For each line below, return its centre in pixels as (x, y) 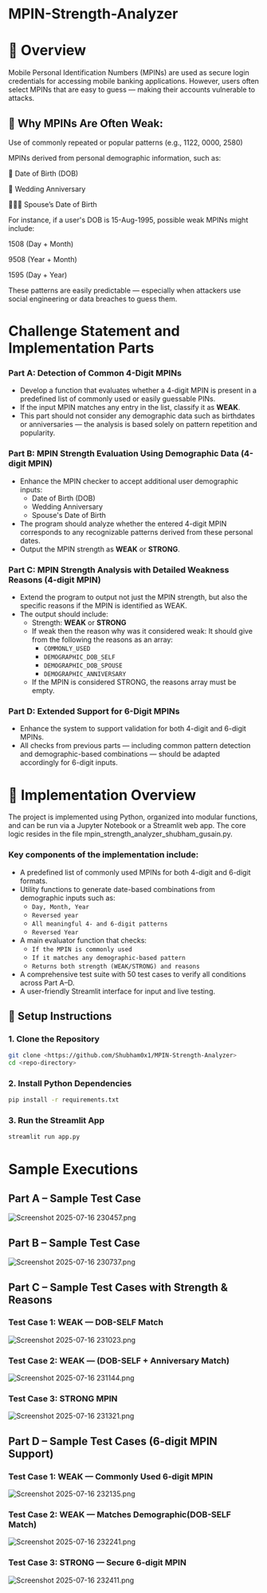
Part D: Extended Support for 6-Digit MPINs (94, 711)
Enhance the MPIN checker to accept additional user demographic (129, 481)
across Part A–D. (47, 982)
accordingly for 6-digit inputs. (69, 763)
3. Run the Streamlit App (57, 1121)
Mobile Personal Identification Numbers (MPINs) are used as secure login (129, 73)
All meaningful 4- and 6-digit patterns (100, 924)
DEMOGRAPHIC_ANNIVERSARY (85, 675)
